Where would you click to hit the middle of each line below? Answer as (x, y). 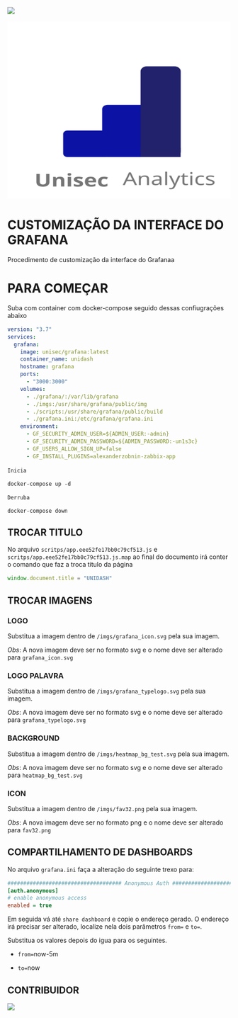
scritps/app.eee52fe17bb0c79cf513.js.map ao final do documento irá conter (118, 557)
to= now (29, 968)
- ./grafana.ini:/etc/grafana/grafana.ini (90, 419)
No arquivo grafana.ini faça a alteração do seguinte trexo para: (101, 869)
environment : (39, 426)
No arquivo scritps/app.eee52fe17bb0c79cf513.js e (83, 550)
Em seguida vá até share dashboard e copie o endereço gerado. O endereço (118, 919)
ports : (30, 374)
